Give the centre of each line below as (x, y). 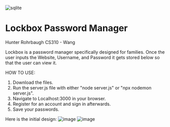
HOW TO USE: (20, 72)
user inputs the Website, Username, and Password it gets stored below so (82, 57)
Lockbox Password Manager (66, 28)
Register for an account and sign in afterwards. (62, 104)
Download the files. (33, 82)
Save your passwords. (36, 109)
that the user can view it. (31, 63)
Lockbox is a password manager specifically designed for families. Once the (85, 52)
